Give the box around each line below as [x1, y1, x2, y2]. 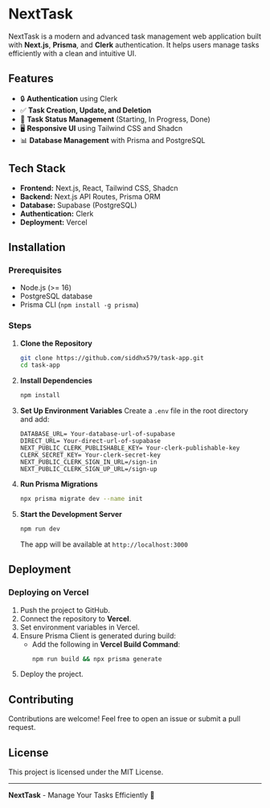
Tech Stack [8, 162, 66, 175]
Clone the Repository [19, 338, 92, 348]
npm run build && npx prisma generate [31, 654, 162, 663]
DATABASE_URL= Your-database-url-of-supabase [19, 430, 175, 438]
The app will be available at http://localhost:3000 [19, 539, 189, 549]
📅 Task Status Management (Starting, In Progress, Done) [19, 114, 211, 124]
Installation [8, 240, 66, 254]
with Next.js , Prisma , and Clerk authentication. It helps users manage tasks [8, 39, 260, 49]
